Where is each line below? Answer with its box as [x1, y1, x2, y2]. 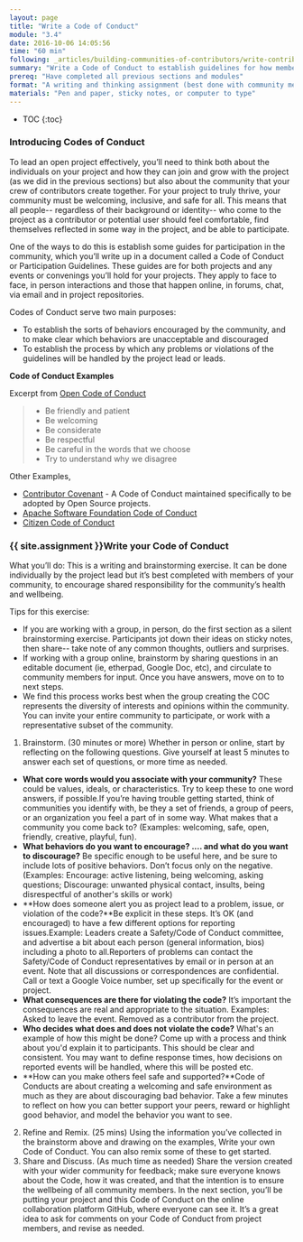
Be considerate [44, 424, 102, 435]
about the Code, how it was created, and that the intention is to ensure [22, 1175, 285, 1186]
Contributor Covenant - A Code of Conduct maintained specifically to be [22, 488, 291, 499]
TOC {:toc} [22, 114, 63, 125]
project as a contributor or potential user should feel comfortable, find [9, 214, 269, 225]
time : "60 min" [9, 47, 67, 56]
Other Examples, [9, 470, 71, 481]
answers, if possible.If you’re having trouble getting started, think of [22, 793, 275, 804]
